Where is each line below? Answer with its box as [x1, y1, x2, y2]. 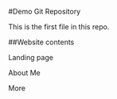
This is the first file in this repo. [8, 22, 110, 31]
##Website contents [8, 37, 75, 47]
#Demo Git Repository [8, 7, 81, 16]
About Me [8, 68, 41, 78]
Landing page [8, 53, 54, 62]
